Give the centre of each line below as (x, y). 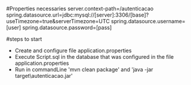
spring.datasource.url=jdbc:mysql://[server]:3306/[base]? (78, 15)
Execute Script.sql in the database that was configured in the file (94, 57)
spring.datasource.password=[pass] (67, 27)
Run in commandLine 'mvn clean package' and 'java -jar (84, 70)
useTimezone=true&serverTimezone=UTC (58, 21)
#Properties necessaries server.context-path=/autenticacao (80, 9)
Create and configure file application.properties (73, 51)
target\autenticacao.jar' (44, 76)
